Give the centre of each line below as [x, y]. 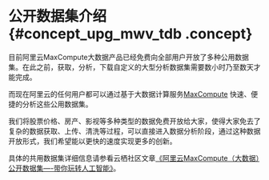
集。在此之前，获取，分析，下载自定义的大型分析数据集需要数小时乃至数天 [131, 67]
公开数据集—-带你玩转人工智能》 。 [64, 168]
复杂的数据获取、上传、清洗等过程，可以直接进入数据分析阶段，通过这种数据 [134, 131]
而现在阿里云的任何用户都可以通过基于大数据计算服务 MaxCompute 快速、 [130, 94]
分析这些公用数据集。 [57, 104]
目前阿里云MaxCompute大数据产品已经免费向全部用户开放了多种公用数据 [129, 57]
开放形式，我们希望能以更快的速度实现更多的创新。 [92, 141]
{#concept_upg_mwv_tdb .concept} [130, 34]
